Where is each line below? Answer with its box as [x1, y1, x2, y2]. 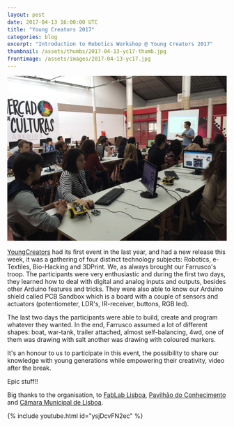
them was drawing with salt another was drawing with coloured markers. [7, 335, 216, 343]
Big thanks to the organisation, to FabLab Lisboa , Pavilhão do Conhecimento [7, 391, 226, 399]
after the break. [7, 364, 52, 372]
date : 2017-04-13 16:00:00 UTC [7, 18, 98, 26]
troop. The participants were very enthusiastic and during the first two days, [7, 269, 226, 278]
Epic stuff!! [7, 377, 38, 385]
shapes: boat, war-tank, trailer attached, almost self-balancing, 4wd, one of [7, 328, 224, 336]
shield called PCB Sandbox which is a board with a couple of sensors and [7, 292, 218, 300]
